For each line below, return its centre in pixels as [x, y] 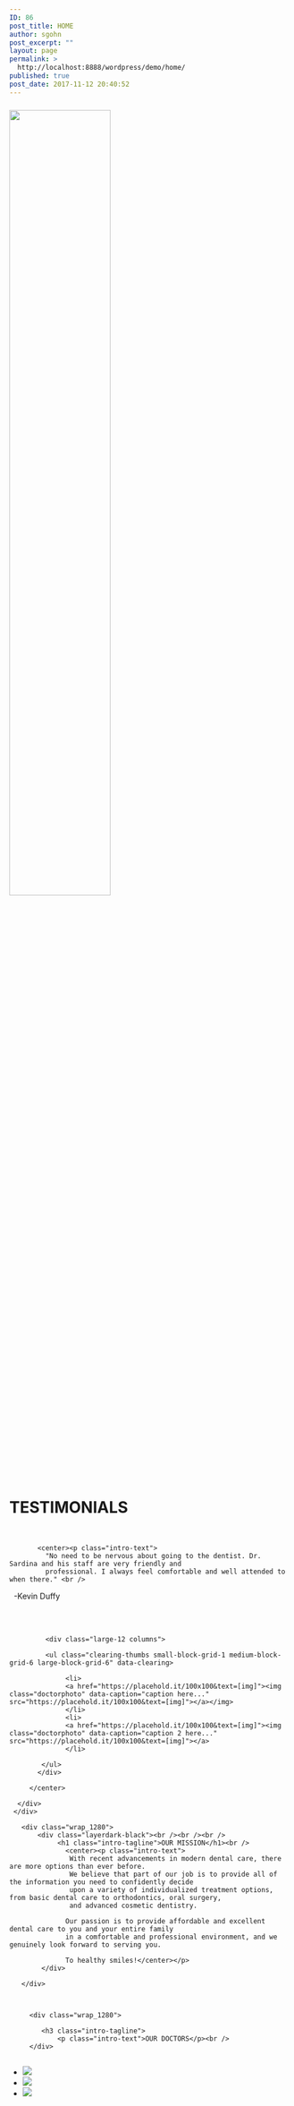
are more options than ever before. [77, 1867]
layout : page [34, 51]
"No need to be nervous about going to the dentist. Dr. [153, 1556]
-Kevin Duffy [37, 1596]
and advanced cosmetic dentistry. [134, 1906]
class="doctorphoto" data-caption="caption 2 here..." [113, 1734]
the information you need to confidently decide [101, 1882]
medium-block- [255, 1655]
